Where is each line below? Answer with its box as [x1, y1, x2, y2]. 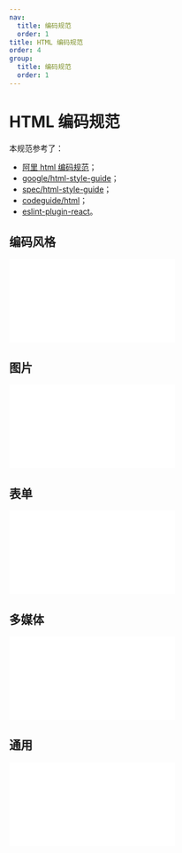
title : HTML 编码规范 [9, 37, 84, 47]
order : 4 [9, 46, 42, 55]
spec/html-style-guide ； [21, 184, 112, 194]
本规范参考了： [9, 143, 64, 154]
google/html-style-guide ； [21, 172, 119, 183]
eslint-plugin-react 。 [21, 206, 98, 217]
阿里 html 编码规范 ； [21, 162, 97, 172]
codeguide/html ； [21, 194, 88, 205]
